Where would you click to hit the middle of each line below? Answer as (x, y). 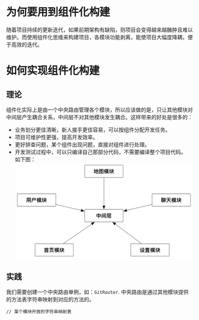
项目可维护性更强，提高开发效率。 (56, 137)
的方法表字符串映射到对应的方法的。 (50, 299)
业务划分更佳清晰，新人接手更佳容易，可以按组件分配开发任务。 (92, 129)
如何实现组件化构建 (53, 71)
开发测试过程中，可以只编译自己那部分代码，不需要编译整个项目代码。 (100, 152)
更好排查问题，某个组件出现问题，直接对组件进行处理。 (82, 144)
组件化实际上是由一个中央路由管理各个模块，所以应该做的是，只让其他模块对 (99, 110)
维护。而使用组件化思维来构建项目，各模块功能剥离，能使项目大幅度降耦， (97, 37)
